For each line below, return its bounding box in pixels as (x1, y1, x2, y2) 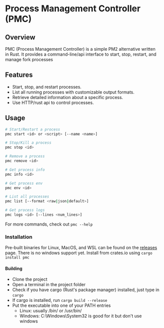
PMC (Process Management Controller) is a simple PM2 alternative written (5, 46, 156, 52)
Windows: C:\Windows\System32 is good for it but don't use (19, 313, 142, 319)
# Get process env (5, 181, 43, 186)
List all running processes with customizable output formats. (12, 89, 135, 95)
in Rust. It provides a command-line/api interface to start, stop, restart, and (5, 51, 157, 57)
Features (5, 71, 33, 79)
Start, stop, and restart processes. (12, 84, 82, 90)
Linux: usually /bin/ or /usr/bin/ (19, 308, 82, 314)
